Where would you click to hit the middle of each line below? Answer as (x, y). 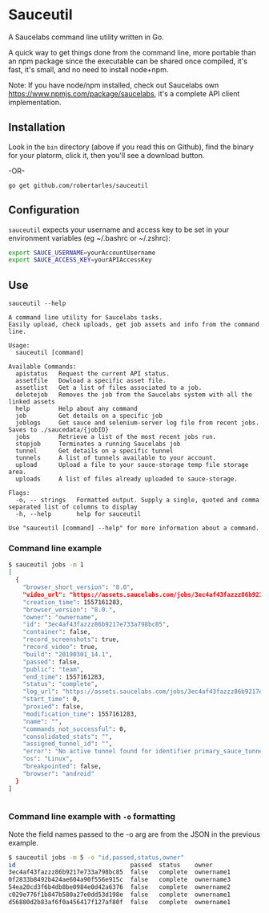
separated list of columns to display (73, 507)
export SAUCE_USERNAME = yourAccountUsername (82, 253)
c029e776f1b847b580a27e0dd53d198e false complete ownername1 (119, 895)
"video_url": (44, 594)
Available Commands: (43, 367)
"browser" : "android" (58, 773)
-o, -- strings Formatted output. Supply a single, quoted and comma (138, 500)
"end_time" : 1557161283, (64, 677)
